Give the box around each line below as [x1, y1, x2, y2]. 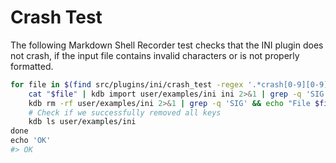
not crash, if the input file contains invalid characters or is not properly [10, 49, 300, 61]
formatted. [10, 60, 54, 72]
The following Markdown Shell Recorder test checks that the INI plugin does [10, 39, 324, 51]
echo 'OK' [10, 136, 52, 146]
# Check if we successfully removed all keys [28, 107, 222, 118]
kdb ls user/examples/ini [28, 117, 137, 127]
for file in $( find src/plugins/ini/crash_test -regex [10, 79, 244, 90]
